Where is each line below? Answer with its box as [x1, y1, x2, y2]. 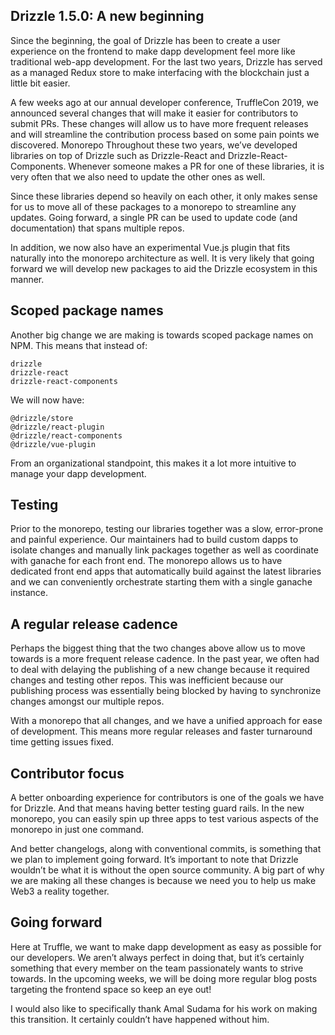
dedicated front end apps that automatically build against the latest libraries [10, 565, 322, 578]
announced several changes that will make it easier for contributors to [10, 107, 299, 119]
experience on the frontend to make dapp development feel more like [10, 45, 296, 57]
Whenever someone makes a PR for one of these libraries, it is [68, 160, 325, 172]
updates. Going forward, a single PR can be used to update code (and [10, 211, 298, 223]
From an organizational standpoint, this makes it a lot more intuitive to [10, 457, 297, 469]
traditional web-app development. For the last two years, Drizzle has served [10, 55, 323, 68]
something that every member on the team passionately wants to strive [10, 962, 304, 974]
